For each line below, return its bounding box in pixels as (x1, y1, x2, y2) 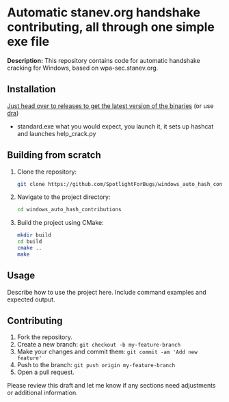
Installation (7, 83, 56, 95)
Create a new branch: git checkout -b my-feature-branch (16, 340, 181, 349)
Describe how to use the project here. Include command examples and (7, 288, 206, 296)
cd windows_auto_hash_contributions (16, 206, 122, 213)
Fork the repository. (16, 333, 73, 341)
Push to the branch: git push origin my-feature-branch (16, 361, 176, 369)
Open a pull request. (16, 368, 75, 377)
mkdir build (16, 232, 51, 239)
